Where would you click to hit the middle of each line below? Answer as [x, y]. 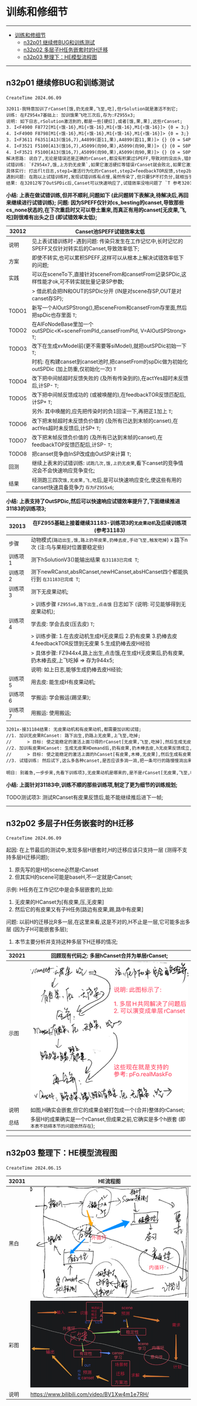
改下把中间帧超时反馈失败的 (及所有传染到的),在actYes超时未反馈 [110, 378]
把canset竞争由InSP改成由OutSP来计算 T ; [81, 454]
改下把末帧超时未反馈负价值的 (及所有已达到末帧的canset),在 [105, 420]
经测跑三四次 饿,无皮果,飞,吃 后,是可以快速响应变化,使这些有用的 [107, 480]
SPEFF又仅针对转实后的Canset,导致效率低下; [86, 248]
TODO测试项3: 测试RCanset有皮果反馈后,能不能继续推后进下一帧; [85, 798]
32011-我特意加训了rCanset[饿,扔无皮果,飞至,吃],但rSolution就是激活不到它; [92, 109]
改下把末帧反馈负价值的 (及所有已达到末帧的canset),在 [97, 437]
